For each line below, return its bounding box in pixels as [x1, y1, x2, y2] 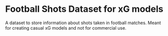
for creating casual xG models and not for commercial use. [5, 25, 127, 31]
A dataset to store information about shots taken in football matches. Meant [5, 20, 161, 26]
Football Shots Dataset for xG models [5, 3, 163, 15]
